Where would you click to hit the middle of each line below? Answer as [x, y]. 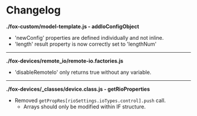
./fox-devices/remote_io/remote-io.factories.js [65, 61]
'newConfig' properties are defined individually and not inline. [89, 37]
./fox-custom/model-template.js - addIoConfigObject [73, 26]
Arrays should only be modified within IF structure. [84, 107]
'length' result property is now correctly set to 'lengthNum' [86, 44]
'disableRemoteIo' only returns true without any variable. [83, 72]
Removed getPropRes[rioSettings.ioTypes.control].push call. [90, 100]
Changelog [33, 10]
